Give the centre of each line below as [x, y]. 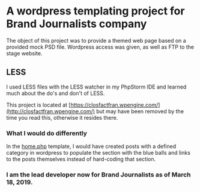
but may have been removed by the [140, 111]
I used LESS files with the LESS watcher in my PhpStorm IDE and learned [96, 87]
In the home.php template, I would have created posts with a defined [91, 146]
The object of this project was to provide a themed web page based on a [96, 40]
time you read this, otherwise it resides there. [62, 117]
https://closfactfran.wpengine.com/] [115, 105]
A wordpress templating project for [95, 11]
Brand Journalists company [77, 24]
